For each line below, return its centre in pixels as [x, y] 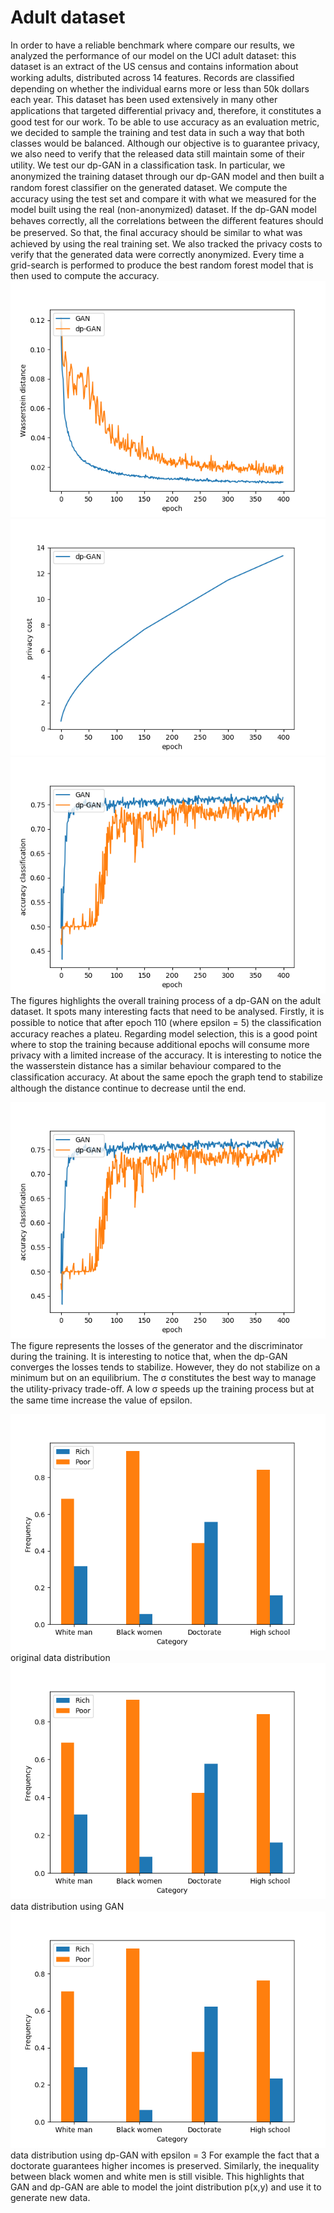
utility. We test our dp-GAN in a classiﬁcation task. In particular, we [148, 165]
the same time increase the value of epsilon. [101, 1400]
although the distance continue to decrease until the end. [128, 1088]
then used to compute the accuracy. [85, 275]
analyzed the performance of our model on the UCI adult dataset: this [153, 55]
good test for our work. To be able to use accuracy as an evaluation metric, [165, 122]
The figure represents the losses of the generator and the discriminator [157, 1345]
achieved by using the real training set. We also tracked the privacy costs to [166, 243]
